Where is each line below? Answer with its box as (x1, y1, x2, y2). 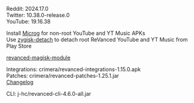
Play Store (6, 42, 32, 49)
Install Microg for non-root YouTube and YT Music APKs (6, 30, 146, 37)
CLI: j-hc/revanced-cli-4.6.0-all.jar (6, 90, 92, 97)
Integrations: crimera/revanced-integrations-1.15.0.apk (6, 66, 141, 73)
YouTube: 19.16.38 (6, 18, 51, 25)
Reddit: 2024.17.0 (6, 5, 49, 12)
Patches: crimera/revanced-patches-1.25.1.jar (6, 72, 119, 79)
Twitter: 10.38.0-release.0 (6, 11, 70, 19)
